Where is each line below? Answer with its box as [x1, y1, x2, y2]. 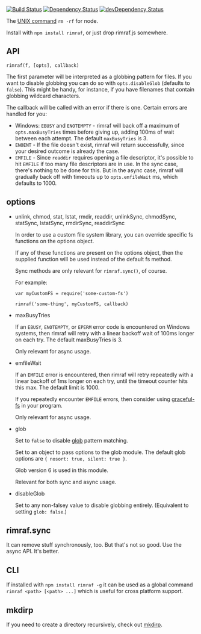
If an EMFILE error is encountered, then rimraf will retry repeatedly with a [14, 371, 194, 378]
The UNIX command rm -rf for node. [6, 17, 98, 24]
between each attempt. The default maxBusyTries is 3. [14, 134, 149, 141]
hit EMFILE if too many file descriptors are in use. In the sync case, [14, 160, 178, 167]
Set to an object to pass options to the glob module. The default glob [14, 449, 186, 456]
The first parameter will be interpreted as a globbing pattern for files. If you [6, 73, 193, 80]
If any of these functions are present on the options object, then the [14, 249, 184, 256]
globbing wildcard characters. [6, 92, 81, 99]
